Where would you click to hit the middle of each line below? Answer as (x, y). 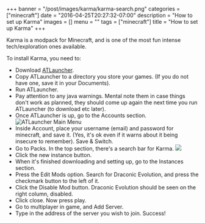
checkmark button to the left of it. (57, 181)
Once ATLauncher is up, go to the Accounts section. (81, 115)
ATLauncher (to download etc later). (60, 109)
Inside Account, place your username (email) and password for (94, 128)
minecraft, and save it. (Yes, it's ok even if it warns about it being (96, 135)
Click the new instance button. (53, 155)
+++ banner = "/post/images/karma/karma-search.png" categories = (93, 9)
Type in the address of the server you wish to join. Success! (90, 213)
